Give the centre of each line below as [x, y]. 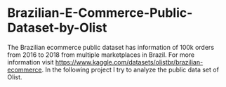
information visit [31, 62]
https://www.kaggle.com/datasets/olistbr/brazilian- [129, 62]
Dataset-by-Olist [57, 28]
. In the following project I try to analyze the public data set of [131, 69]
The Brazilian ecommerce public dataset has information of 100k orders [111, 47]
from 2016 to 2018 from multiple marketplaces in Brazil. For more [101, 55]
